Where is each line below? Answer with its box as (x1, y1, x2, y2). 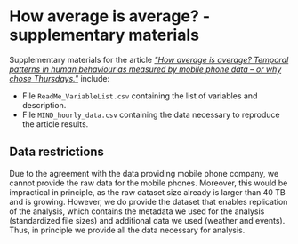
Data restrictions (9, 145, 105, 160)
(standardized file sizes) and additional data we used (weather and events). (9, 215, 286, 225)
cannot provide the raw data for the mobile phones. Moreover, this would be (9, 177, 288, 188)
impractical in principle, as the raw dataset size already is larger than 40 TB (9, 186, 286, 197)
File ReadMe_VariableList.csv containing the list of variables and (21, 91, 258, 101)
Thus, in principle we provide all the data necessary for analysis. (9, 224, 246, 235)
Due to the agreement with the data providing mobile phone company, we (9, 168, 279, 178)
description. (21, 99, 67, 110)
